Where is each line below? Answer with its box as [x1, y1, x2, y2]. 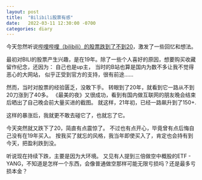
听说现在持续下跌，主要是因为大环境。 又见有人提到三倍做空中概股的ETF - [6, 152, 192, 160]
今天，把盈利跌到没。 [6, 140, 59, 147]
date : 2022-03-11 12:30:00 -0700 [6, 20, 96, 26]
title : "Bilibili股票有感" [6, 14, 74, 21]
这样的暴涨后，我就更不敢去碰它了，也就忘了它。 [6, 112, 128, 119]
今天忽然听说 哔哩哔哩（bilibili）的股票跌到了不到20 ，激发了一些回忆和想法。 [6, 43, 197, 50]
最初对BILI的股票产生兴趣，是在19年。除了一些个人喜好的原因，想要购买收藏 [6, 56, 196, 63]
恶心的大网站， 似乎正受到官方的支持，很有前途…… [6, 71, 134, 79]
